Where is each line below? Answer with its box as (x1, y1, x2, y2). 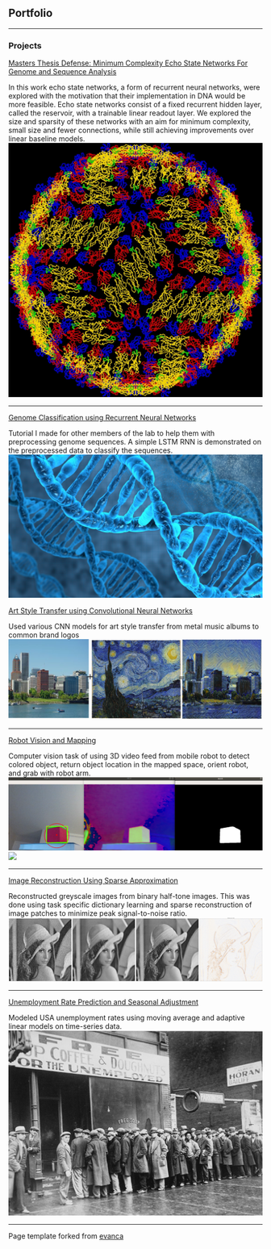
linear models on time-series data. (8, 1021, 123, 1031)
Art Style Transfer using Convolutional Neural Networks (8, 605, 194, 616)
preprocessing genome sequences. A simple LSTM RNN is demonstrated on (8, 437, 262, 447)
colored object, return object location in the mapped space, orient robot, (8, 759, 248, 769)
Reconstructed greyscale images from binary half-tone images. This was (8, 892, 250, 901)
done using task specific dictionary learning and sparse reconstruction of (8, 900, 252, 910)
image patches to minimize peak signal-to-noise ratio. (8, 909, 188, 918)
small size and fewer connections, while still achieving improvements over (8, 125, 254, 136)
